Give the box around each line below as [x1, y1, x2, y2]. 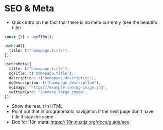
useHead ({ [4, 43, 25, 48]
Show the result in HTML [11, 103, 63, 109]
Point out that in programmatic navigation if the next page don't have [11, 108, 154, 115]
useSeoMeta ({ [4, 62, 32, 67]
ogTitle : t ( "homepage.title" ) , [9, 71, 74, 76]
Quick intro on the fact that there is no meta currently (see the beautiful [11, 19, 159, 25]
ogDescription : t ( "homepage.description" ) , [9, 80, 101, 85]
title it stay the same [11, 114, 53, 120]
